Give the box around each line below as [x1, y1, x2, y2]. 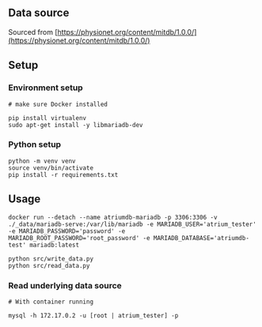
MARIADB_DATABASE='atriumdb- [153, 234, 249, 242]
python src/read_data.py [8, 261, 90, 269]
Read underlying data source [8, 280, 123, 291]
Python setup [8, 139, 62, 150]
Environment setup [8, 82, 83, 93]
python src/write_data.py [8, 254, 93, 263]
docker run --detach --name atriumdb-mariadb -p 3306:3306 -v [8, 213, 218, 221]
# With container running [8, 298, 93, 306]
